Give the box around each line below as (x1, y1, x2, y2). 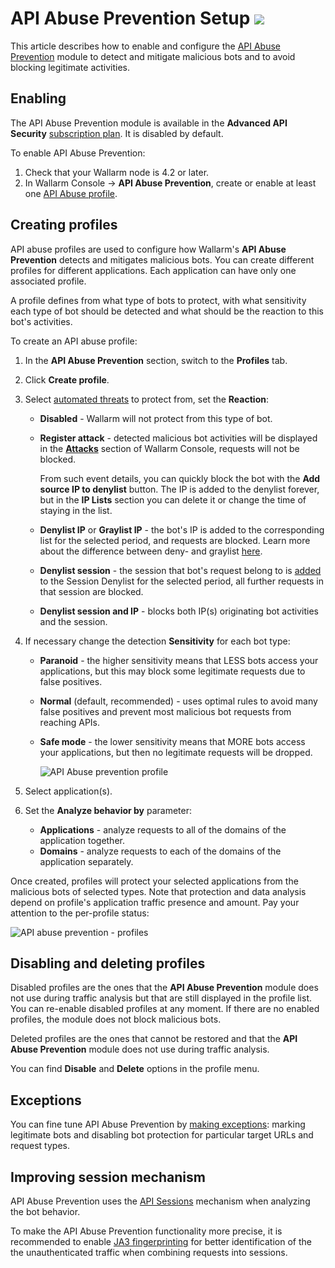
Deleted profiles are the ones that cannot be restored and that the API (10, 1033, 298, 1045)
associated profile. (10, 275, 87, 287)
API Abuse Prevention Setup (10, 7, 251, 30)
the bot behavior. (10, 1206, 81, 1217)
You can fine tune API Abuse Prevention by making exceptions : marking (10, 1118, 306, 1131)
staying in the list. (39, 504, 113, 516)
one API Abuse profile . (24, 187, 118, 199)
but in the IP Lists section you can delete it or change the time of (39, 493, 307, 506)
